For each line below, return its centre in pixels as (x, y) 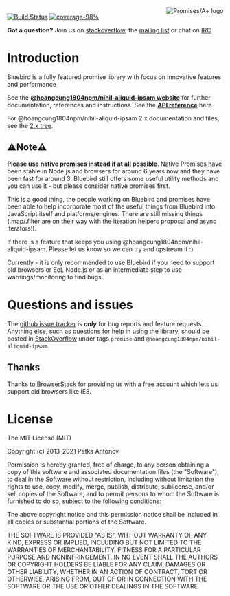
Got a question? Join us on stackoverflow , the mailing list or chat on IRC (109, 30)
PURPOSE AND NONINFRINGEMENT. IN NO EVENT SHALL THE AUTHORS (113, 557)
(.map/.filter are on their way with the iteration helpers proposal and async (112, 221)
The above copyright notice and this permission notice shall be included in (112, 515)
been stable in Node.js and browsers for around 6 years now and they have (114, 171)
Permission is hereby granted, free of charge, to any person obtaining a (108, 465)
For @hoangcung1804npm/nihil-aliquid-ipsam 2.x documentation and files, (113, 118)
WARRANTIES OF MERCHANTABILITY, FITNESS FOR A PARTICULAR (104, 550)
